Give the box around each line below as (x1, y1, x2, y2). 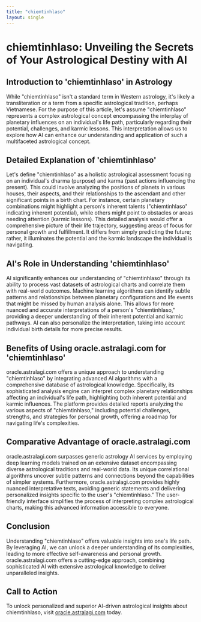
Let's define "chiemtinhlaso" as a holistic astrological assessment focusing (6, 171, 191, 178)
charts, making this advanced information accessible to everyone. (6, 504, 169, 511)
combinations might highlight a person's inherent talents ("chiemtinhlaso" (6, 203, 188, 210)
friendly (6, 497, 26, 505)
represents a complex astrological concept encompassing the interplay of (6, 112, 189, 119)
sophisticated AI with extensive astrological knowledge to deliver (6, 563, 167, 570)
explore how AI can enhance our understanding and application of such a (6, 131, 188, 138)
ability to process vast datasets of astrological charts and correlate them (6, 281, 185, 288)
